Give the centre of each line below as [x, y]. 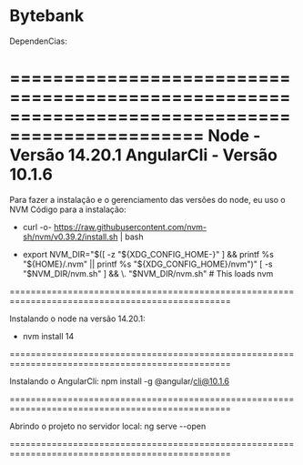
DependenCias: [39, 41]
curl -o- [37, 227]
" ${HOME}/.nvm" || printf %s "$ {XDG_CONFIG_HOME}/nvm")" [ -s [147, 264]
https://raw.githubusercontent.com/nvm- [131, 227]
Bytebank [47, 16]
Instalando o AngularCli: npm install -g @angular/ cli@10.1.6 [120, 381]
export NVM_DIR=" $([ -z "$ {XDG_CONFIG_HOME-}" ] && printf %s [148, 254]
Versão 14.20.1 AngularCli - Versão [143, 155]
